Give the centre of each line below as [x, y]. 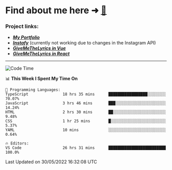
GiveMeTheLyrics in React [41, 54]
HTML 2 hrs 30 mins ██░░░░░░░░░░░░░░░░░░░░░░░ [86, 112]
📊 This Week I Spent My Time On [41, 79]
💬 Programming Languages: [33, 90]
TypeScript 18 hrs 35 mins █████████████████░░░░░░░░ [86, 94]
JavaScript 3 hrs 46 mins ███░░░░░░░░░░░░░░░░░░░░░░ [86, 103]
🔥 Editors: [17, 143]
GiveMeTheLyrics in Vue [39, 48]
